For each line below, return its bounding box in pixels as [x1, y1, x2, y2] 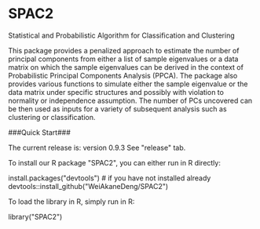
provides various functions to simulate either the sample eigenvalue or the [8, 79, 248, 89]
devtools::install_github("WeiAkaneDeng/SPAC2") [8, 181, 169, 191]
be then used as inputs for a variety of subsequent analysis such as [8, 104, 227, 114]
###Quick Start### [8, 127, 71, 137]
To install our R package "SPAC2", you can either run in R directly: [8, 158, 222, 167]
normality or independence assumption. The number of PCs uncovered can [8, 96, 253, 105]
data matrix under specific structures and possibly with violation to [8, 87, 224, 96]
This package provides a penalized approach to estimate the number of [8, 45, 240, 55]
